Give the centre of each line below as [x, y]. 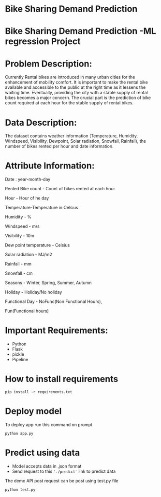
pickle [18, 354]
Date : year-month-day [28, 179]
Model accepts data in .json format [47, 466]
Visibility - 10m [20, 236]
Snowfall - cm [19, 273]
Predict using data [43, 453]
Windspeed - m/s [22, 226]
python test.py [20, 489]
